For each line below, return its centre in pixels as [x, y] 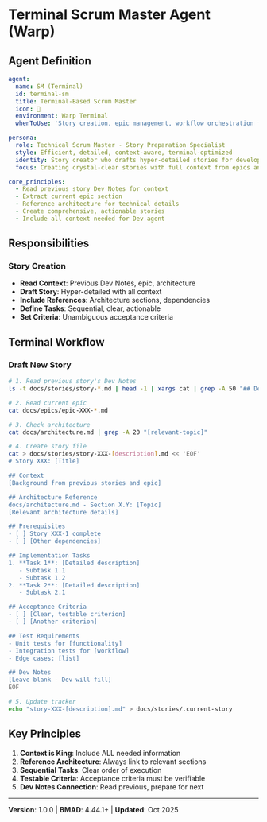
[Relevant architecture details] [64, 512]
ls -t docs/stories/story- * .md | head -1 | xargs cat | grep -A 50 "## [130, 389]
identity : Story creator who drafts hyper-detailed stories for [124, 160]
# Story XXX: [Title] [44, 461]
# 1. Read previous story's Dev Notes [72, 382]
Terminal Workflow [56, 342]
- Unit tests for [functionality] [66, 643]
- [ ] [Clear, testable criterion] [67, 615]
